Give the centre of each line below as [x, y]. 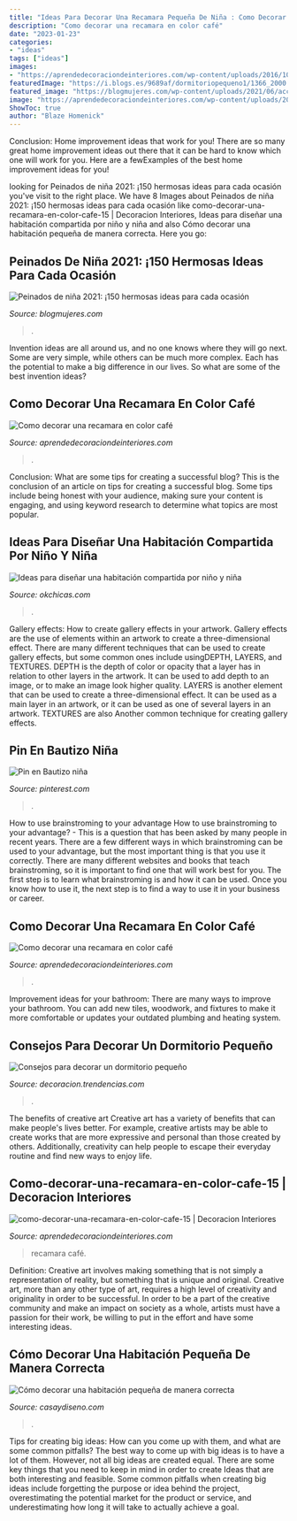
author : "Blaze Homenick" [57, 116]
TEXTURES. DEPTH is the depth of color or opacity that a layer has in [135, 666]
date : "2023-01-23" [45, 34]
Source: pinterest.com [49, 789]
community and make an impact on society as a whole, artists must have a [145, 1308]
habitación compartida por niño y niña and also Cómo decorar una [130, 224]
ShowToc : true [35, 108]
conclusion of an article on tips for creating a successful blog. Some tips [141, 486]
